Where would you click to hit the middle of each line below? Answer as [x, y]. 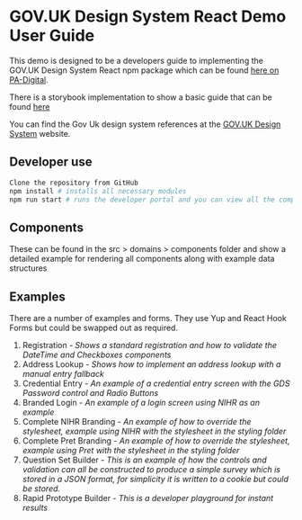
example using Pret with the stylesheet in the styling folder [131, 450]
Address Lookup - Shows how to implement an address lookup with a [151, 364]
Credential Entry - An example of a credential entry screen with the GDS [156, 383]
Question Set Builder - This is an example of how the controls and [144, 460]
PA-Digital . [29, 79]
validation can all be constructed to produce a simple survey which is [151, 469]
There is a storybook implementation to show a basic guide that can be [141, 97]
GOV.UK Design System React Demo [148, 17]
